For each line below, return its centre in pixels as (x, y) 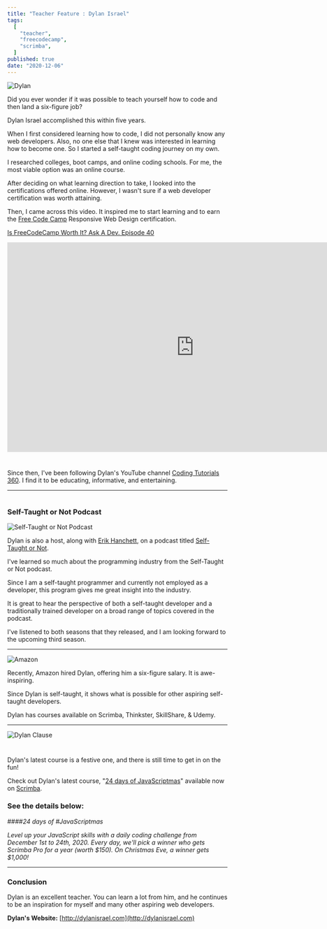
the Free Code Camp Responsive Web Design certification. (92, 219)
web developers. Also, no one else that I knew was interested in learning (111, 141)
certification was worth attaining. (55, 198)
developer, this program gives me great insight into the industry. (99, 590)
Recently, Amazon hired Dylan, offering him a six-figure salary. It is (103, 673)
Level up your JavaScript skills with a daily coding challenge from (102, 835)
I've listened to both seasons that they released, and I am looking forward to (117, 632)
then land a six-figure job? (45, 106)
